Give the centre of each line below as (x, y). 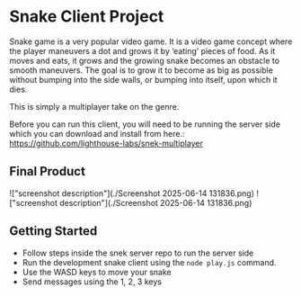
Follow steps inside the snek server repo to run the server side (138, 253)
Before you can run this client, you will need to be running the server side (145, 124)
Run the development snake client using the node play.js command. (149, 262)
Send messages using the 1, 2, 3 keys (92, 282)
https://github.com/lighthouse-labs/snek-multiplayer (106, 143)
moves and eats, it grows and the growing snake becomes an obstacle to (145, 60)
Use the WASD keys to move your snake (97, 272)
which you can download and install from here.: (97, 133)
